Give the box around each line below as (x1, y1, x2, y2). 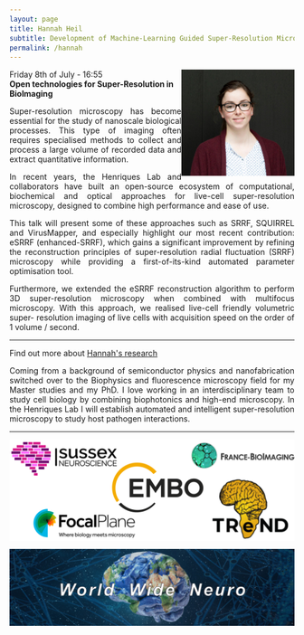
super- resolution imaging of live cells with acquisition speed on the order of (9, 312, 295, 323)
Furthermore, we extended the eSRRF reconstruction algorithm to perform (9, 283, 295, 294)
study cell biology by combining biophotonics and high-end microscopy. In (9, 394, 295, 405)
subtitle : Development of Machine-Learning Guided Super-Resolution (9, 33, 273, 43)
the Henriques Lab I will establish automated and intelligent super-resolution (9, 403, 295, 415)
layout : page (9, 14, 59, 24)
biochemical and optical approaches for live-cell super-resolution (9, 191, 295, 202)
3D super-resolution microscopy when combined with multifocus (9, 293, 295, 304)
